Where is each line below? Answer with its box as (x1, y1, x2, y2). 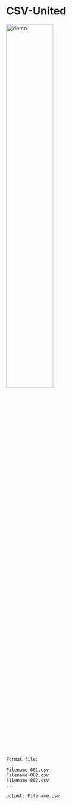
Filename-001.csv (6, 767, 49, 773)
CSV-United (6, 4, 67, 18)
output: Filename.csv (6, 792, 60, 799)
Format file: (6, 756, 39, 762)
